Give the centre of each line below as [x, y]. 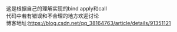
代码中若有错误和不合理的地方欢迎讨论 [52, 16]
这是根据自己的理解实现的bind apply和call [56, 8]
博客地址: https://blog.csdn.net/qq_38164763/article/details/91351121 [88, 23]
